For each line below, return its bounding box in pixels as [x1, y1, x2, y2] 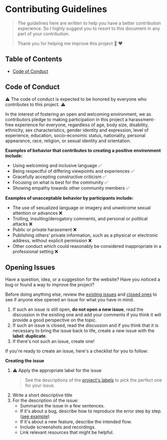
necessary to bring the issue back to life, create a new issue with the [12, 328, 154, 334]
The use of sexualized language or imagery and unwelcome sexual [12, 204, 151, 211]
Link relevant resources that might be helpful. [20, 429, 114, 435]
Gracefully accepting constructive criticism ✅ [12, 174, 107, 180]
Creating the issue [5, 358, 45, 364]
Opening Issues [5, 263, 55, 271]
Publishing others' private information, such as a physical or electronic [12, 232, 158, 238]
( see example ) [20, 413, 50, 419]
